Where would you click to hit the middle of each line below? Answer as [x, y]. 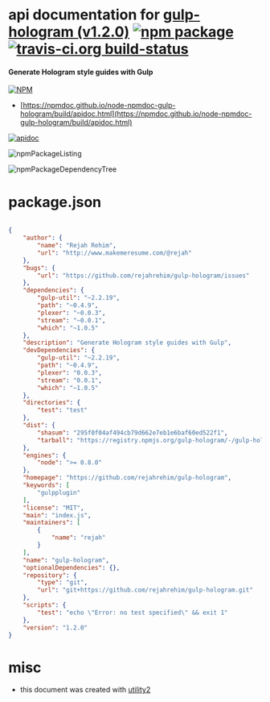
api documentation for [84, 15]
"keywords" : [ [46, 485]
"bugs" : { [39, 268]
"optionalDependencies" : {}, [72, 567]
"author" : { [43, 238]
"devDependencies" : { [59, 351]
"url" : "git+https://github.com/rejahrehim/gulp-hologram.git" [145, 590]
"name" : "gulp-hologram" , [66, 560]
